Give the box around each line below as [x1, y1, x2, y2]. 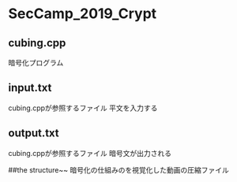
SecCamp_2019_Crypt [8, 5, 157, 23]
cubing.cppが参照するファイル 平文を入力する [8, 103, 158, 113]
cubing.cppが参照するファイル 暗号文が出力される [8, 148, 172, 158]
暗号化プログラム [8, 58, 64, 67]
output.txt [8, 127, 59, 140]
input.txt [8, 81, 52, 95]
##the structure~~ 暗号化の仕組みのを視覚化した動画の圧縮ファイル [8, 165, 229, 174]
